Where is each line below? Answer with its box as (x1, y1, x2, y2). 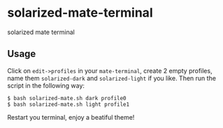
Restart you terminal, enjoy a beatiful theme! (7, 113, 135, 121)
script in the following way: (7, 81, 85, 90)
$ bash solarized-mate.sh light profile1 (7, 101, 130, 108)
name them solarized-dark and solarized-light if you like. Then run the (7, 74, 217, 82)
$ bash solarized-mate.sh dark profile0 (7, 95, 127, 102)
